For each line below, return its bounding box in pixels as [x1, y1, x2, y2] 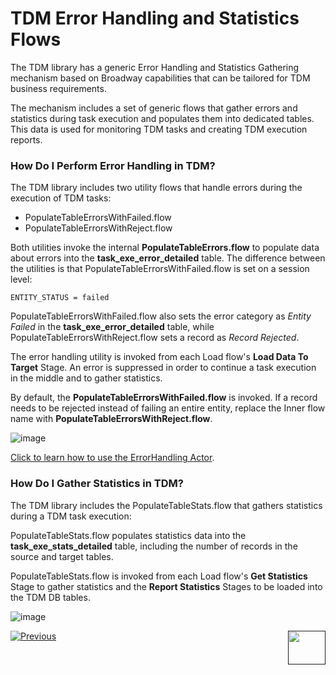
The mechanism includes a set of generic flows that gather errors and [10, 102, 298, 114]
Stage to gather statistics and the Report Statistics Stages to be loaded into [10, 580, 323, 592]
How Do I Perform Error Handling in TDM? [10, 158, 216, 172]
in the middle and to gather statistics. [10, 372, 163, 384]
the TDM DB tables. [10, 591, 91, 603]
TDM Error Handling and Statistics [10, 7, 300, 30]
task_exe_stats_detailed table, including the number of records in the [10, 540, 298, 552]
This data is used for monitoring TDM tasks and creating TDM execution [10, 123, 308, 135]
